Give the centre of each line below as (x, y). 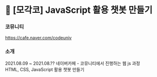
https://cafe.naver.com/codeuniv (39, 38)
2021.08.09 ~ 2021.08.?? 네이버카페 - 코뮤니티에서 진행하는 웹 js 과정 (73, 63)
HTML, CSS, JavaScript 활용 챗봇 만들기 (45, 69)
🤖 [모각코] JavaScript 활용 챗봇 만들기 (79, 10)
